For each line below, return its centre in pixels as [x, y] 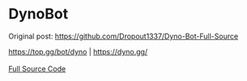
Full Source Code [37, 68]
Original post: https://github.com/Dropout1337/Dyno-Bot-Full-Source [123, 36]
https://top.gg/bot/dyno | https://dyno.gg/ [78, 51]
